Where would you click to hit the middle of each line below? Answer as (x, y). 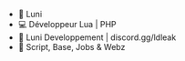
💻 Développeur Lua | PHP (67, 24)
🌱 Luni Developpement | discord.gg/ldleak (97, 37)
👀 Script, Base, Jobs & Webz (72, 47)
